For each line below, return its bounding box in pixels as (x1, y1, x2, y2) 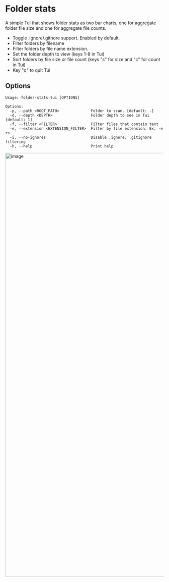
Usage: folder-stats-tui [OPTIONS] (5, 95, 80, 100)
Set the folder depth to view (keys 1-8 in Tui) (12, 51, 105, 57)
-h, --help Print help (10, 143, 114, 149)
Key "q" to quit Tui (12, 67, 50, 73)
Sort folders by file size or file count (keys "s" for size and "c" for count (12, 56, 160, 62)
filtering (5, 139, 26, 144)
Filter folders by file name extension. (12, 45, 89, 51)
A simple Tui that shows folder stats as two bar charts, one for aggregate (5, 20, 156, 26)
